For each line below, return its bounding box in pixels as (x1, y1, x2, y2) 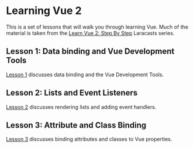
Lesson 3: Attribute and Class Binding (6, 120, 147, 130)
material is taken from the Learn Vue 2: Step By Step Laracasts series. (6, 29, 175, 36)
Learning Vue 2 (6, 4, 82, 17)
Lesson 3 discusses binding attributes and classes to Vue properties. (6, 136, 172, 143)
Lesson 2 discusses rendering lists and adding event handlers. (6, 103, 157, 110)
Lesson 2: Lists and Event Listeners (6, 88, 138, 98)
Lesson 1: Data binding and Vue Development (6, 47, 175, 57)
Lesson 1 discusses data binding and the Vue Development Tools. (6, 71, 164, 78)
